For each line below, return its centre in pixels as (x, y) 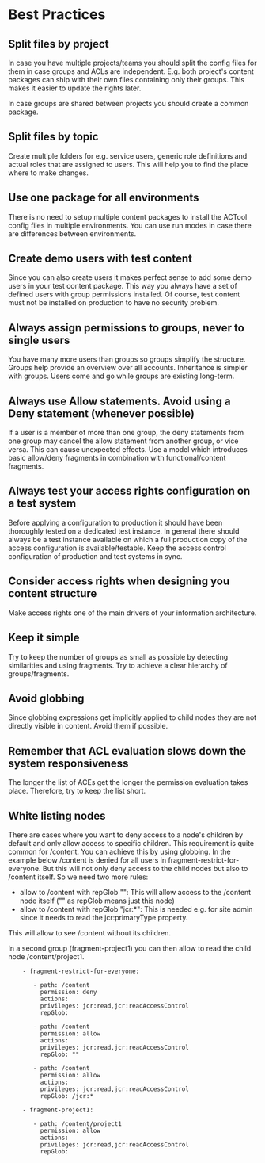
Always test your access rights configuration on (129, 491)
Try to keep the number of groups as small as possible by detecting (118, 656)
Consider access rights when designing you (119, 581)
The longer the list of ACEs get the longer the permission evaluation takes (128, 782)
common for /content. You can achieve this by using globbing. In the (119, 851)
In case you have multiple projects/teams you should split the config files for (132, 63)
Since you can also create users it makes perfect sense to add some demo (130, 277)
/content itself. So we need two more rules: (78, 877)
